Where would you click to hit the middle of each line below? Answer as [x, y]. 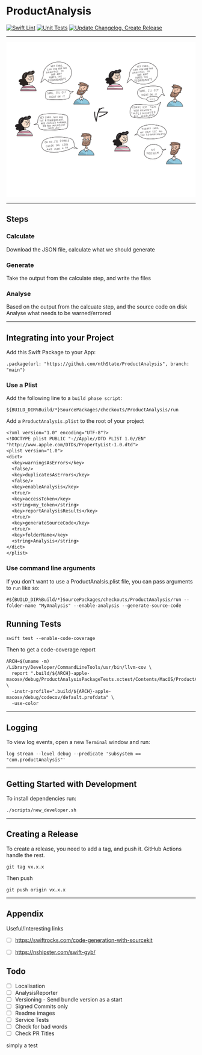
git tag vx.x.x [25, 867]
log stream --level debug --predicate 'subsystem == [74, 754]
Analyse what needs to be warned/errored [59, 313]
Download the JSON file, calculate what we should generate [81, 249]
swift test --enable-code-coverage [51, 639]
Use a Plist [22, 385]
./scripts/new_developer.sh [41, 810]
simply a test [22, 1045]
